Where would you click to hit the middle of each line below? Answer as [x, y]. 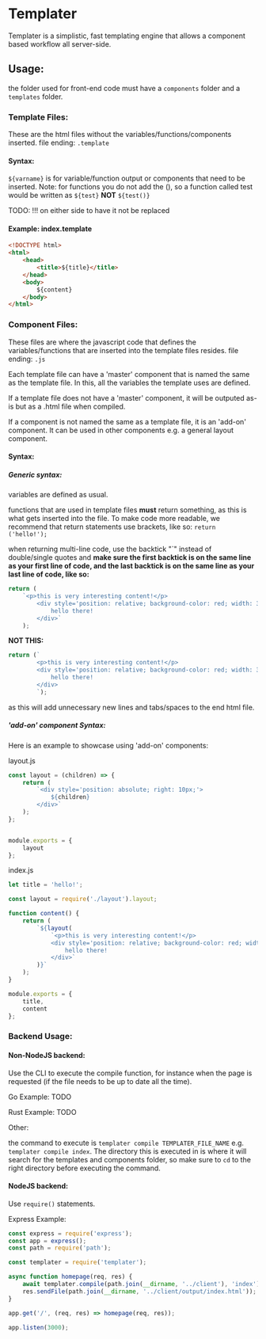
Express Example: [37, 1219]
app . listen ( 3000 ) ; [38, 1327]
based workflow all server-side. [60, 44]
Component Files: [43, 325]
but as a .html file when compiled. [70, 406]
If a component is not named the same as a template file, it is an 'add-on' [127, 421]
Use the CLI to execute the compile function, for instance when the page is [130, 1073]
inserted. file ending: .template [59, 143]
